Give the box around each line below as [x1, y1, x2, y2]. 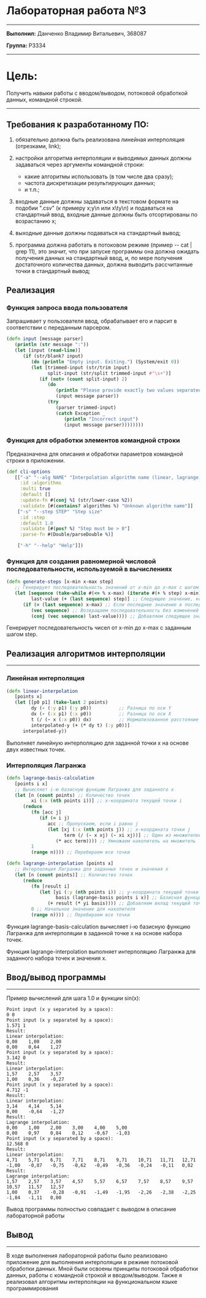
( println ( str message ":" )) [14, 342, 89, 348]
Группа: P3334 [6, 41, 46, 49]
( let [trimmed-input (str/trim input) [31, 364, 131, 371]
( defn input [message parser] [6, 336, 84, 342]
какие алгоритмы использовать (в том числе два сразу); [24, 173, 174, 180]
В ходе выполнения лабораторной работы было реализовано [6, 1252, 168, 1259]
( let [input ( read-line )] [14, 347, 81, 354]
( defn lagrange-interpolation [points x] [6, 860, 114, 867]
